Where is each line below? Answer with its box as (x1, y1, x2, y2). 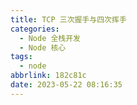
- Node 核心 (19, 42, 67, 53)
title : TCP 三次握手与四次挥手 (10, 14, 127, 25)
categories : (10, 24, 60, 34)
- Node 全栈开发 (19, 33, 82, 43)
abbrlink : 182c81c (10, 71, 87, 81)
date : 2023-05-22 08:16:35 (10, 80, 123, 90)
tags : (10, 52, 33, 62)
